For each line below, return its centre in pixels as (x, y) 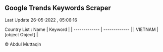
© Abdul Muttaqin (23, 44)
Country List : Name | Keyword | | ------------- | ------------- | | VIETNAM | (81, 29)
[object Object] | (21, 34)
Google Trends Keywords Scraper (58, 8)
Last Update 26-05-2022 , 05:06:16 (41, 20)
